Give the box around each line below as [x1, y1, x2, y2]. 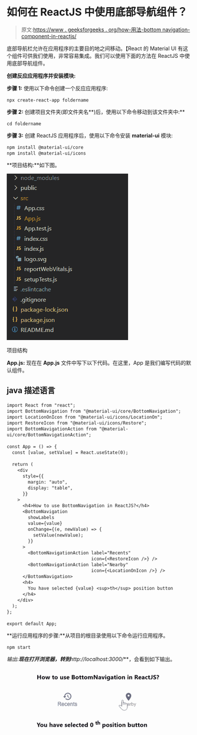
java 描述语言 [6, 386, 55, 396]
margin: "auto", [28, 479, 68, 485]
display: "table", [28, 485, 73, 491]
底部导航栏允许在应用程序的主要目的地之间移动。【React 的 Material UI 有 [6, 45, 183, 52]
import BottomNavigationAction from [6, 426, 97, 432]
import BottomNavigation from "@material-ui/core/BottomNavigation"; [6, 408, 182, 414]
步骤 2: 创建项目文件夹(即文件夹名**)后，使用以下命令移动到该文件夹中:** [6, 108, 185, 115]
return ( [12, 461, 34, 467]
